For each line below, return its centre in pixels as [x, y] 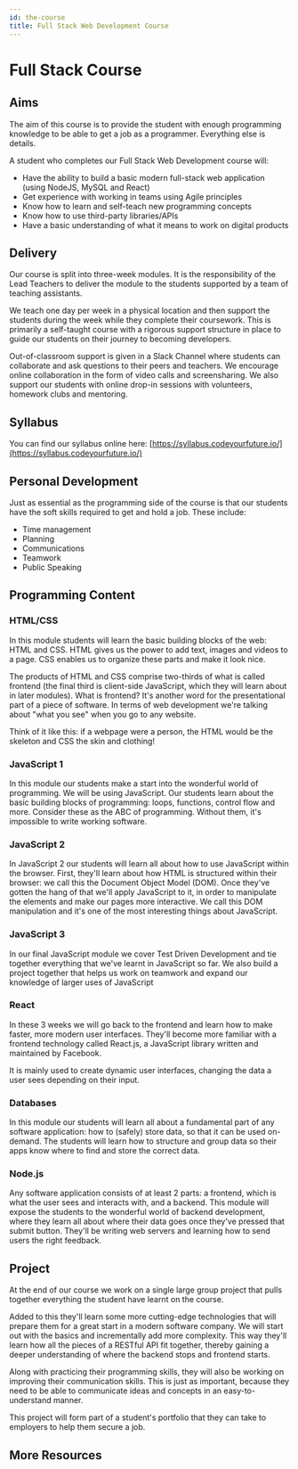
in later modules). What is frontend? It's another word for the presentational [148, 695]
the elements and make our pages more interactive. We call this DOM [136, 902]
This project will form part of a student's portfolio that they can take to [138, 1417]
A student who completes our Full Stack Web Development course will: [139, 160]
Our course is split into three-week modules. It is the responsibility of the [142, 275]
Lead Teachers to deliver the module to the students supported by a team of [149, 284]
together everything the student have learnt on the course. [117, 1300]
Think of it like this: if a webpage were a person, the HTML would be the [141, 731]
